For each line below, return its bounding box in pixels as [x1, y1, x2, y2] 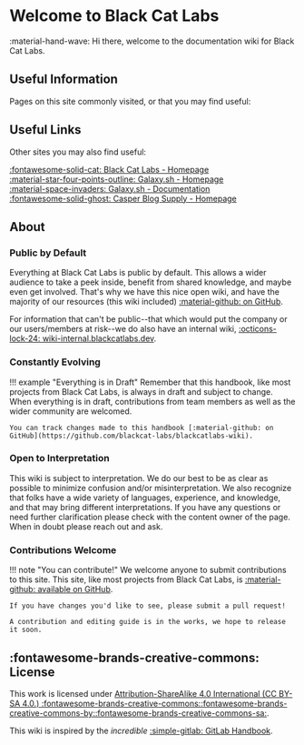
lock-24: [9, 333, 41, 344]
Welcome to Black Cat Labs [9, 5, 220, 26]
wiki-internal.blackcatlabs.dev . [42, 333, 157, 344]
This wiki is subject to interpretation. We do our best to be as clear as [9, 472, 269, 483]
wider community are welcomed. [9, 406, 132, 417]
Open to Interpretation [9, 452, 111, 465]
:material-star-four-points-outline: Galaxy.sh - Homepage [9, 174, 224, 185]
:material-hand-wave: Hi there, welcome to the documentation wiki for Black [9, 35, 295, 46]
